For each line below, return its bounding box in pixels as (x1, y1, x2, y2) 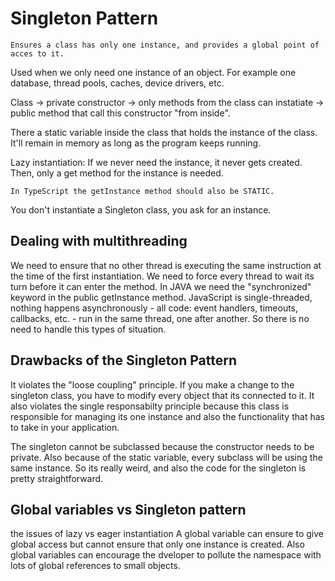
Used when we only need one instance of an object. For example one (10, 66, 297, 78)
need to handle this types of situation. (10, 323, 167, 335)
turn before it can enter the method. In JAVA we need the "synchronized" (10, 280, 312, 292)
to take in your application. (10, 421, 120, 433)
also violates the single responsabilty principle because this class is (10, 400, 290, 412)
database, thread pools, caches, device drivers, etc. (10, 77, 225, 89)
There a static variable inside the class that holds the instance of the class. (10, 126, 318, 138)
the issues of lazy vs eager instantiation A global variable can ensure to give (10, 528, 324, 540)
